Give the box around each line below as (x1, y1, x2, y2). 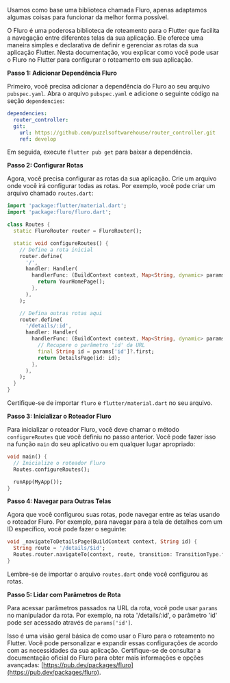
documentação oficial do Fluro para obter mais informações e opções (7, 653, 204, 662)
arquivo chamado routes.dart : (7, 189, 94, 198)
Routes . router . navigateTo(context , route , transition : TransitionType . (13, 551, 222, 558)
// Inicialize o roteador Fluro (13, 459, 106, 466)
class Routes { (7, 221, 51, 229)
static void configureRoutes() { (13, 240, 109, 246)
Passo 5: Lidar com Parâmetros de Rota (7, 590, 121, 599)
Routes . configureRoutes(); (13, 466, 90, 473)
